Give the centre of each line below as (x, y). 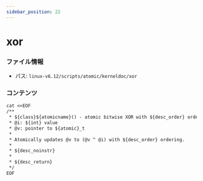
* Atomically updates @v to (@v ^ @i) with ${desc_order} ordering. (97, 139)
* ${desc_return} (31, 162)
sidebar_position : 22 (34, 12)
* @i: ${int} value (34, 123)
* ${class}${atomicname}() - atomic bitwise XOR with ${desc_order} (97, 117)
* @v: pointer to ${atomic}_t (47, 128)
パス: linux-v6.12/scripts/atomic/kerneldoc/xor (76, 76)
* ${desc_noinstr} (32, 151)
